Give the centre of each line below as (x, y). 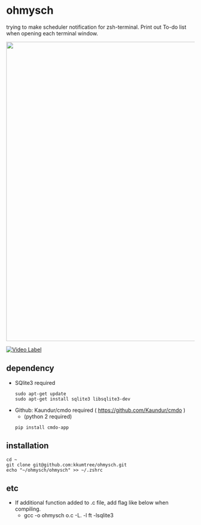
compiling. (28, 509)
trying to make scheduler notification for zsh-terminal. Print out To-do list (96, 27)
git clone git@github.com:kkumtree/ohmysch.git (67, 465)
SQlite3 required (35, 383)
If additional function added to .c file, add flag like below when (92, 503)
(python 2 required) (48, 416)
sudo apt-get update (40, 394)
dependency (31, 368)
